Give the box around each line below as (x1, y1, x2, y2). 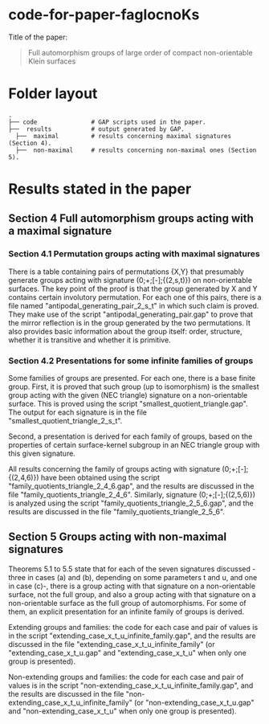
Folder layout (8, 84, 98, 103)
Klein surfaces (27, 56, 76, 66)
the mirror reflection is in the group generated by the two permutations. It (8, 317, 251, 327)
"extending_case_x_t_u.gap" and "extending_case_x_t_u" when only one (8, 648, 247, 657)
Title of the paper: (8, 32, 68, 42)
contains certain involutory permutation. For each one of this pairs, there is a (8, 292, 262, 302)
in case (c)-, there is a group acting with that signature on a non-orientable (8, 581, 255, 591)
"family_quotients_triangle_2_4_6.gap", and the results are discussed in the (8, 481, 255, 491)
